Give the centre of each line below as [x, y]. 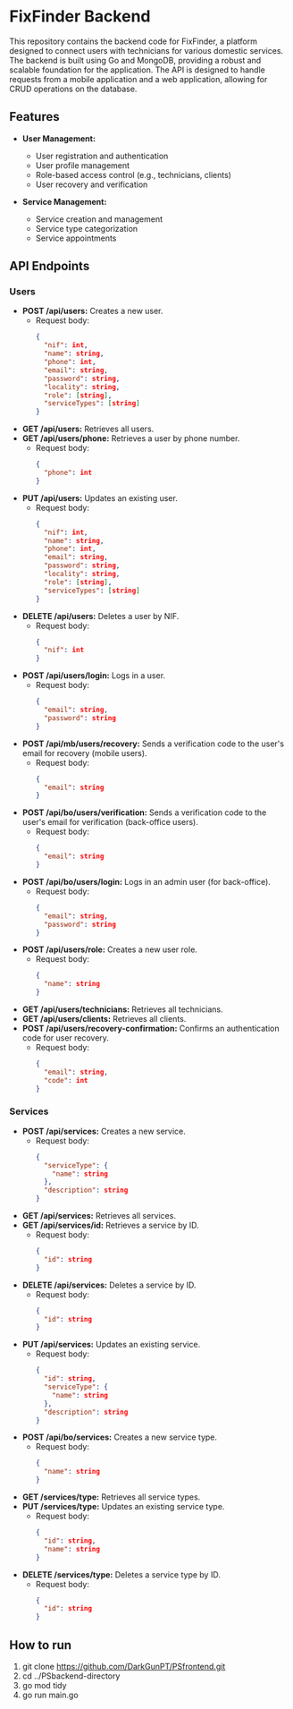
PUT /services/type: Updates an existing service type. [123, 1507]
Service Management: [64, 201]
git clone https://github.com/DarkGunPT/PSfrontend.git [124, 1667]
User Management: [59, 138]
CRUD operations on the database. [73, 89]
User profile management [83, 165]
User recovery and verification [92, 184]
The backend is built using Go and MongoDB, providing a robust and [135, 60]
